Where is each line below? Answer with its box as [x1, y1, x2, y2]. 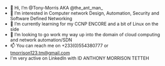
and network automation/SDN [10, 37, 72, 43]
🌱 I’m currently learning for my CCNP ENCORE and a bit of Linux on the [10, 21, 158, 27]
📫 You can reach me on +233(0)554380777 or [10, 43, 109, 48]
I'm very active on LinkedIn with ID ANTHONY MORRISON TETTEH [10, 55, 149, 61]
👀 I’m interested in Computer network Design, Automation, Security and [10, 10, 159, 16]
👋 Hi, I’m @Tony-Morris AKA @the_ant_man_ [10, 5, 103, 11]
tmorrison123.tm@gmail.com [10, 50, 70, 55]
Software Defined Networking [10, 16, 72, 21]
